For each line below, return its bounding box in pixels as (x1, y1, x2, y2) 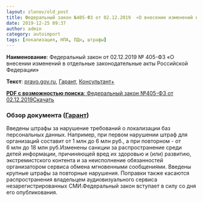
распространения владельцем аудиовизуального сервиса (6, 176, 158, 183)
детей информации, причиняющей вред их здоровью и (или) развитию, (6, 150, 192, 157)
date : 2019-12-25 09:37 (6, 20, 66, 26)
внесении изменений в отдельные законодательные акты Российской (6, 60, 188, 67)
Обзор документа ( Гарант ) (6, 111, 89, 119)
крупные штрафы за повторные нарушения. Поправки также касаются (6, 169, 190, 177)
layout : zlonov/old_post (6, 8, 69, 15)
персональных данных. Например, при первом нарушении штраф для (6, 131, 188, 139)
